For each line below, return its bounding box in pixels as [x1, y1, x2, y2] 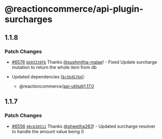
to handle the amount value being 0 [11, 128, 84, 134]
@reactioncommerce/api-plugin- [4, 3, 144, 15]
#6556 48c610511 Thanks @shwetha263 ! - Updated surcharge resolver [11, 123, 156, 129]
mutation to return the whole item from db [11, 64, 97, 70]
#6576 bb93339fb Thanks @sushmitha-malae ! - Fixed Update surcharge [11, 59, 157, 65]
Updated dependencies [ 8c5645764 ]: [11, 73, 85, 79]
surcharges [4, 14, 53, 25]
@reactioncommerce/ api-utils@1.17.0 [19, 83, 94, 89]
